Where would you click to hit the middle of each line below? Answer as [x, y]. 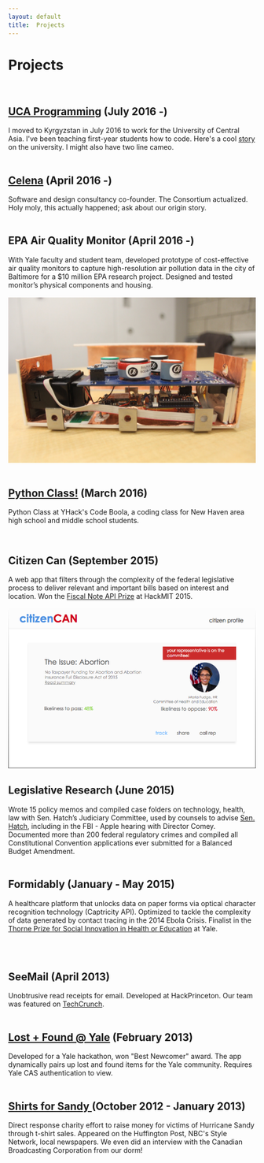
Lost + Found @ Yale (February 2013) [101, 1037]
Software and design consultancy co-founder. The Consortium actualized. [128, 199]
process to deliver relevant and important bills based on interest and [119, 588]
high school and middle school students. [74, 521]
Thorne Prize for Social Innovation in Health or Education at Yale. [113, 928]
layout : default [35, 17]
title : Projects [37, 25]
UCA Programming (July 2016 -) [88, 111]
